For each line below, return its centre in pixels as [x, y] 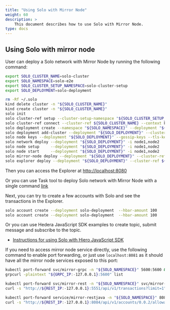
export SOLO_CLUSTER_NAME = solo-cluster [47, 76]
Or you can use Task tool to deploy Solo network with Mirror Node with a [81, 180]
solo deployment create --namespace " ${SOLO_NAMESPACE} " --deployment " [83, 128]
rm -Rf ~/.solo [21, 99]
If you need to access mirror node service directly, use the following [76, 250]
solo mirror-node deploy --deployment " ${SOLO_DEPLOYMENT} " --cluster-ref [86, 156]
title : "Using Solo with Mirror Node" [46, 10]
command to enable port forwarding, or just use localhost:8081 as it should [84, 255]
